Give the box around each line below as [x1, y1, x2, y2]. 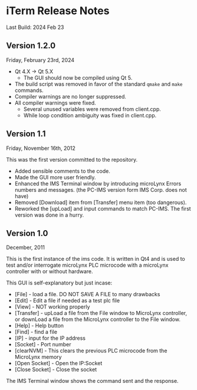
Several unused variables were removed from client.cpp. [23, 105, 161, 113]
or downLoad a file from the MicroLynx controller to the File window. [14, 316, 181, 323]
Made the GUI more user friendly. [14, 173, 96, 181]
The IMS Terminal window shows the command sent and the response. [6, 378, 179, 385]
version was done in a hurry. [14, 211, 84, 218]
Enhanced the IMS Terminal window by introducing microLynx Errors [14, 180, 182, 187]
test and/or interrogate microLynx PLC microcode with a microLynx [6, 261, 169, 269]
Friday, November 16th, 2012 [6, 145, 75, 152]
